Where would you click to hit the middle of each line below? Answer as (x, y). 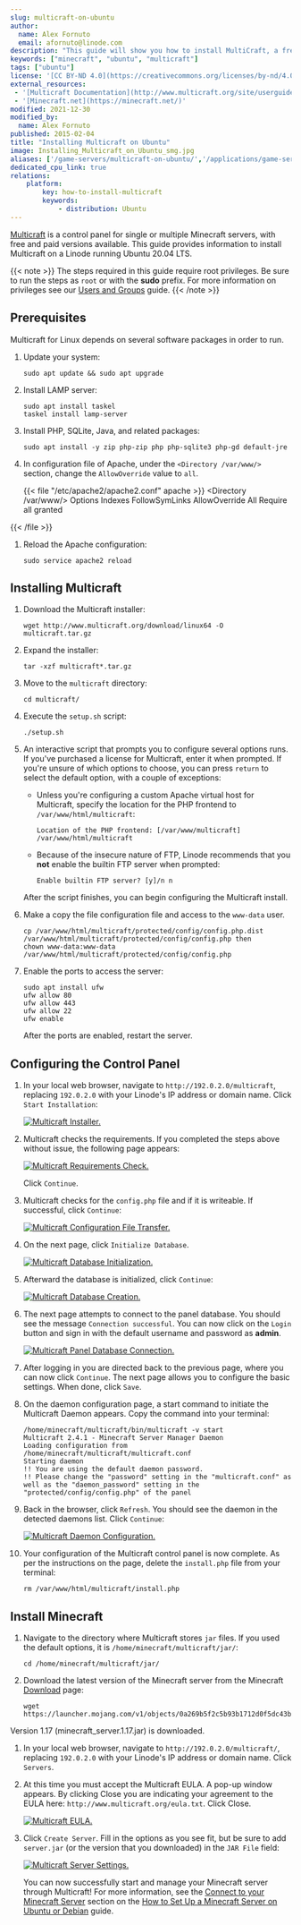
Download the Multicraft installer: (84, 609)
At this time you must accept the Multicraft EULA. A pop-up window (148, 1784)
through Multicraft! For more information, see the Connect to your (143, 1892)
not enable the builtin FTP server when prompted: (128, 865)
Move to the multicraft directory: (85, 683)
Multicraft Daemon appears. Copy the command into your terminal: (146, 1414)
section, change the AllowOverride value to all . (111, 473)
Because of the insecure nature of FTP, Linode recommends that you (163, 855)
